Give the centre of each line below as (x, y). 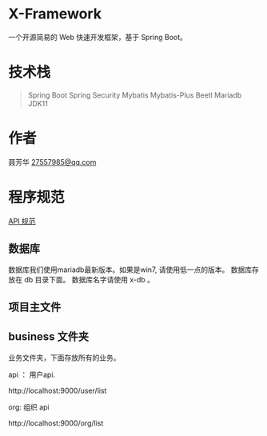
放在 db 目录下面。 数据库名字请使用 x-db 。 (81, 279)
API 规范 (22, 221)
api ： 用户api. (32, 374)
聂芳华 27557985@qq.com (52, 162)
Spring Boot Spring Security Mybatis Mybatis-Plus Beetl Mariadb (135, 95)
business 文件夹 (49, 337)
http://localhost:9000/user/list (58, 390)
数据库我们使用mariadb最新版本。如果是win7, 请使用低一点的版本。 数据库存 (134, 270)
